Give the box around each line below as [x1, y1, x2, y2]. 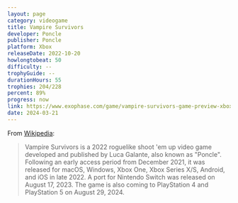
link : [7, 103, 23, 110]
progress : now [7, 97, 50, 104]
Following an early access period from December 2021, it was [24, 158, 205, 166]
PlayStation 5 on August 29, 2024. [24, 187, 125, 196]
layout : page [7, 10, 46, 18]
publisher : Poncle [7, 37, 62, 44]
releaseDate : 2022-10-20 [7, 50, 81, 57]
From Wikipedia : [7, 128, 55, 137]
